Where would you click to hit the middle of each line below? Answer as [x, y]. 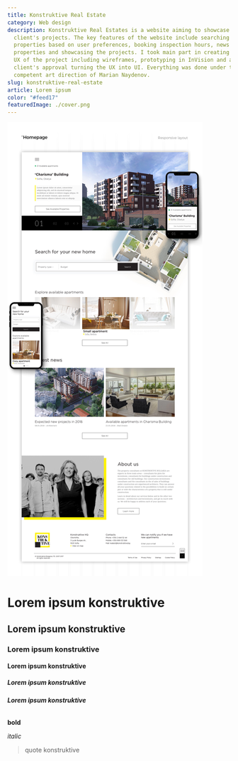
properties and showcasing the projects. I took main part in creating [122, 53]
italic [15, 736]
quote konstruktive [52, 750]
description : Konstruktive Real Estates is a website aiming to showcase [119, 30]
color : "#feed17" [33, 97]
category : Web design [39, 22]
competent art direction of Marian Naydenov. [82, 75]
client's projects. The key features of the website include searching [122, 38]
